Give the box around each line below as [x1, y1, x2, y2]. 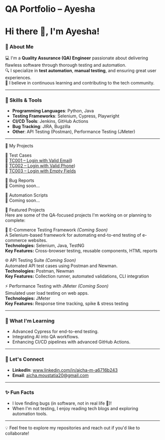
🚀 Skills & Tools [5, 97, 42, 104]
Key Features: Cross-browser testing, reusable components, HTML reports [5, 247, 158, 253]
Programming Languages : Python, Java [12, 108, 94, 113]
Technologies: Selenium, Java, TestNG [5, 242, 84, 248]
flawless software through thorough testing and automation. [5, 62, 127, 68]
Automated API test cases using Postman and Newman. [5, 263, 118, 269]
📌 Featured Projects [5, 207, 45, 213]
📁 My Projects [5, 142, 33, 148]
